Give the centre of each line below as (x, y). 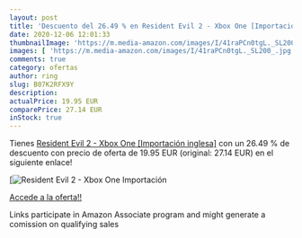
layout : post (34, 18)
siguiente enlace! (41, 163)
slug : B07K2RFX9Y (42, 84)
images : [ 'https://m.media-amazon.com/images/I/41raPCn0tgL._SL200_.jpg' (152, 51)
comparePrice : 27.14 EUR (56, 110)
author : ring (34, 76)
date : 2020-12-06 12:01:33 (60, 34)
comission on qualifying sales (64, 225)
